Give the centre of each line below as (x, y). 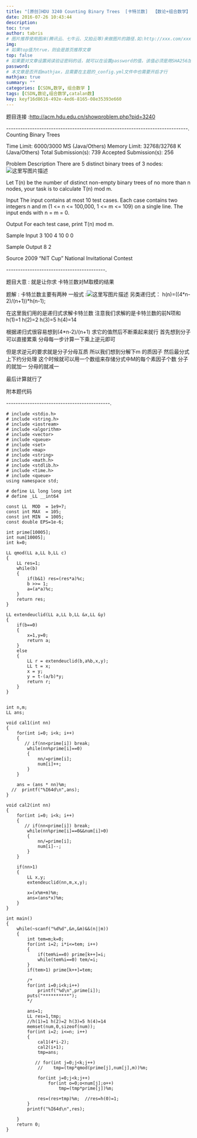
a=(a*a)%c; (40, 589)
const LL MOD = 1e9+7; (36, 507)
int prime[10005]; (28, 532)
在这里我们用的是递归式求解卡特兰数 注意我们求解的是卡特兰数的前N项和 (94, 313)
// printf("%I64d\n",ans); (46, 790)
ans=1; (35, 1011)
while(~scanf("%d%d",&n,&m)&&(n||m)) (63, 929)
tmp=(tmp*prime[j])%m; (86, 1088)
